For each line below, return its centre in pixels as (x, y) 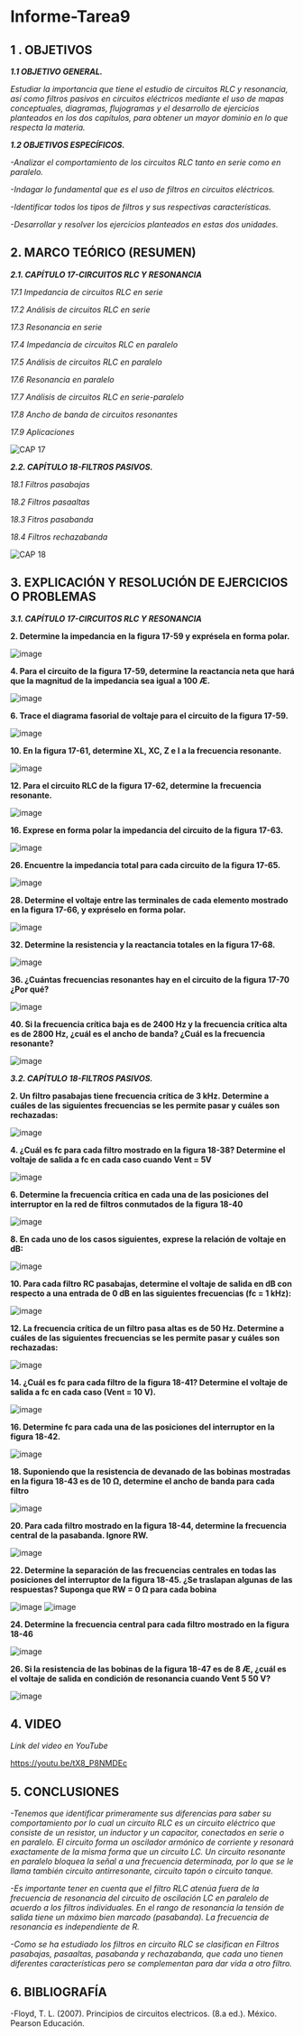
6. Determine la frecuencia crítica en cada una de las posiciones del (139, 1194)
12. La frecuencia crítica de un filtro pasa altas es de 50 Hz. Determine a (147, 1328)
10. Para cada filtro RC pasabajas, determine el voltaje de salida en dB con (151, 1283)
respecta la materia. (48, 127)
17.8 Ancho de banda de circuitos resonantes (94, 414)
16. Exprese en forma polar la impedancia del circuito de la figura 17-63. (147, 830)
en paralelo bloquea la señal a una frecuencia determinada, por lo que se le (152, 1862)
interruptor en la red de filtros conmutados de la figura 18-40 (127, 1204)
